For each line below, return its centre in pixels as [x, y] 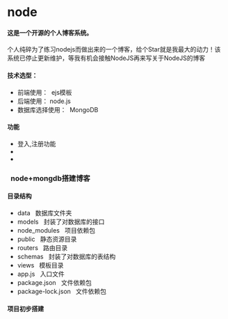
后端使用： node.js [44, 101]
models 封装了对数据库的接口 [61, 221]
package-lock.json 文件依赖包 [62, 291]
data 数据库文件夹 [44, 212]
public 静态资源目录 [47, 239]
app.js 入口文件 [41, 274]
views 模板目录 [40, 265]
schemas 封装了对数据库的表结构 [66, 256]
